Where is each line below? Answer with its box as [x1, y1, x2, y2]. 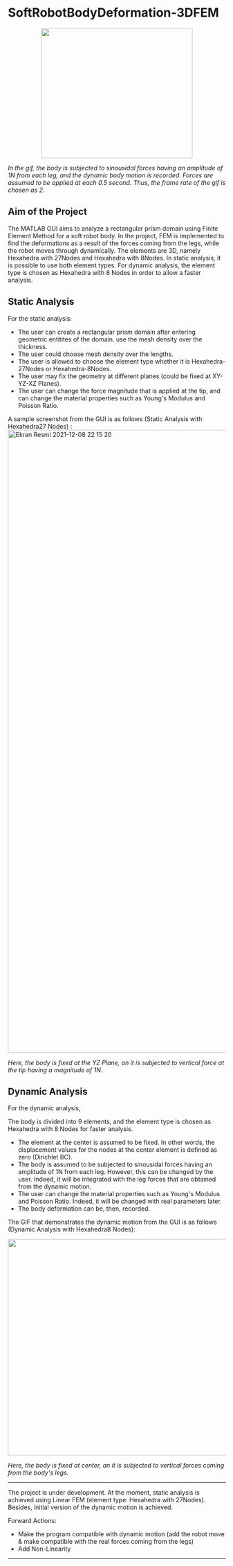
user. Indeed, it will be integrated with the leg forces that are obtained [17, 1175, 216, 1184]
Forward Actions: [8, 1517, 57, 1525]
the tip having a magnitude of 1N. [8, 1065, 103, 1074]
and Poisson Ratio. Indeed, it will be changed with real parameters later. [17, 1197, 222, 1206]
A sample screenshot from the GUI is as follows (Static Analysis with [8, 414, 203, 423]
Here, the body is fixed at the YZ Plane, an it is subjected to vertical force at [8, 1058, 225, 1067]
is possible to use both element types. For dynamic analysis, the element [8, 261, 215, 269]
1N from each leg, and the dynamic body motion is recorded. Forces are [8, 171, 214, 179]
